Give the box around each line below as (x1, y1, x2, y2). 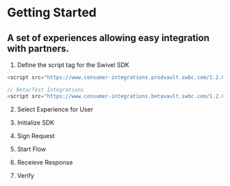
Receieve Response (16, 158, 73, 166)
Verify (16, 171, 34, 179)
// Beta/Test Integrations (7, 86, 84, 93)
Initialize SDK (16, 118, 55, 127)
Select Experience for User (16, 105, 94, 114)
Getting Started (7, 5, 97, 21)
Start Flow (16, 145, 47, 153)
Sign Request (16, 131, 55, 139)
